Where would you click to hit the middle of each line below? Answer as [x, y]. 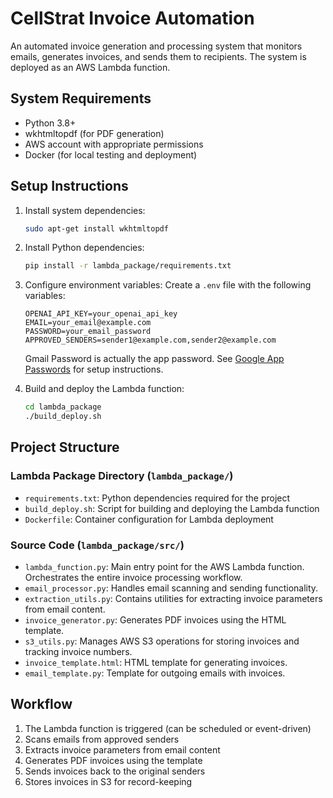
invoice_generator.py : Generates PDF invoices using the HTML [155, 620]
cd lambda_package [63, 407]
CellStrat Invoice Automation [132, 18]
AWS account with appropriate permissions [114, 144]
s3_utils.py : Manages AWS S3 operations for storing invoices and [162, 641]
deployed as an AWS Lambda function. [90, 67]
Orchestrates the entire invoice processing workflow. [133, 578]
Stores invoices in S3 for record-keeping [108, 781]
